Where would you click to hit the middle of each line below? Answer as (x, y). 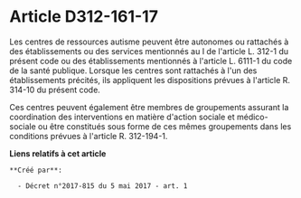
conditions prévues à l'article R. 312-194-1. (89, 136)
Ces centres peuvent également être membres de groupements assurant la (149, 107)
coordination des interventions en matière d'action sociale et (122, 117)
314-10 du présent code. (55, 90)
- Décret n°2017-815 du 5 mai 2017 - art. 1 (103, 186)
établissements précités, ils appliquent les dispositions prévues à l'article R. (150, 80)
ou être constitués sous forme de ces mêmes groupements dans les (165, 126)
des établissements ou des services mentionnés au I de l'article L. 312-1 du (149, 51)
